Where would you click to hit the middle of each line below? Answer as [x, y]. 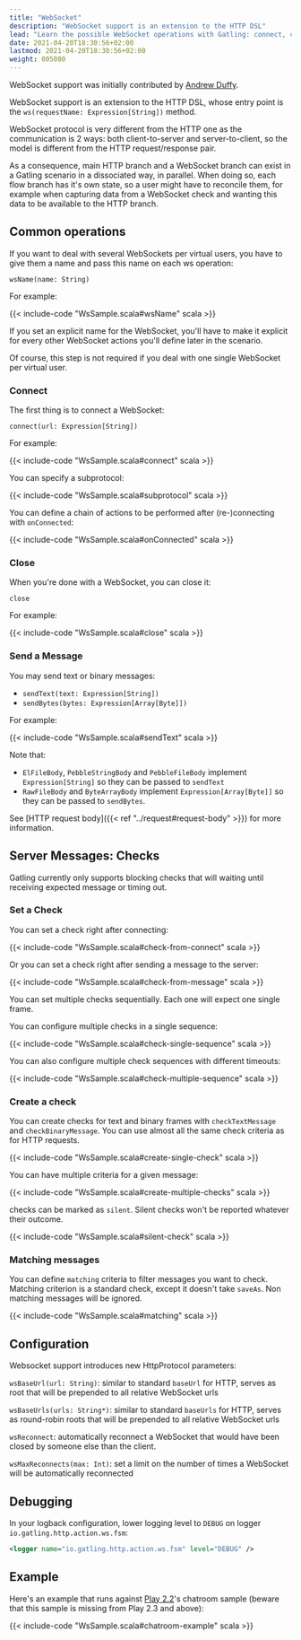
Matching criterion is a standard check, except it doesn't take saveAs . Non [145, 1289]
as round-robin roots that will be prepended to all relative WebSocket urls [145, 1419]
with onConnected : [42, 522]
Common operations [68, 232]
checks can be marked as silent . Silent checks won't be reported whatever [149, 1210]
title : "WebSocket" [46, 17]
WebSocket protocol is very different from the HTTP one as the [126, 129]
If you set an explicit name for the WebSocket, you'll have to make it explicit [149, 331]
